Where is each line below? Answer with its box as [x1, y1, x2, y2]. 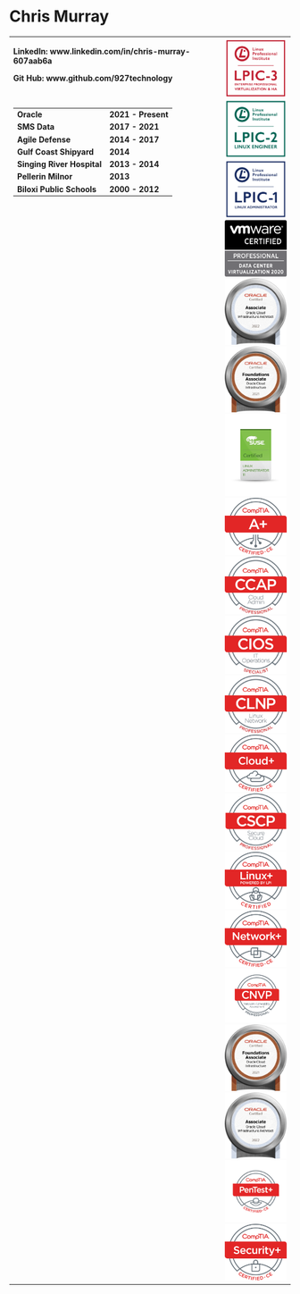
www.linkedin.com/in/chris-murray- [49, 46, 191, 57]
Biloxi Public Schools [17, 183, 96, 194]
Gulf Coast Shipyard [17, 146, 95, 157]
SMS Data [17, 122, 55, 132]
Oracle [17, 109, 43, 120]
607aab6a [12, 55, 53, 66]
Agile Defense [17, 134, 71, 145]
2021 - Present [109, 109, 169, 120]
